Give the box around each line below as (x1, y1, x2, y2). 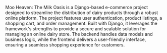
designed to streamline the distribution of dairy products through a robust (5, 10, 158, 16)
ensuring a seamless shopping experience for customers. (5, 42, 125, 47)
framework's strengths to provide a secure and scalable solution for (5, 26, 146, 32)
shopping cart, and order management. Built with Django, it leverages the (5, 20, 158, 26)
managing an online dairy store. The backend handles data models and (5, 31, 153, 37)
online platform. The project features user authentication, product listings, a (5, 15, 162, 21)
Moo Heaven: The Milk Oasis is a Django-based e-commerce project (5, 5, 148, 10)
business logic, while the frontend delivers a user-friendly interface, (5, 36, 146, 42)
